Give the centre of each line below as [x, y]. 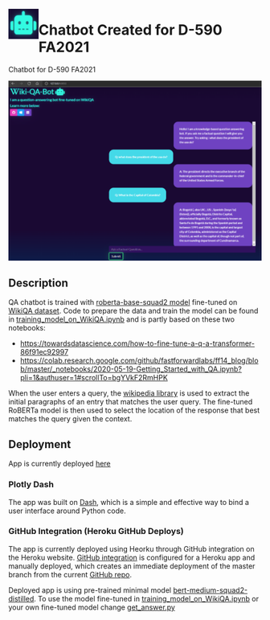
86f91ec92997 [44, 352]
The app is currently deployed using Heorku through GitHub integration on [131, 548]
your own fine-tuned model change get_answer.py [92, 607]
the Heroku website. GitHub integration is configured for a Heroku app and [132, 557]
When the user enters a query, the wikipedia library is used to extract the [129, 393]
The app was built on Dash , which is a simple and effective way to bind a [129, 502]
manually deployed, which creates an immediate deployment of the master [132, 566]
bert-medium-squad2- [210, 590]
